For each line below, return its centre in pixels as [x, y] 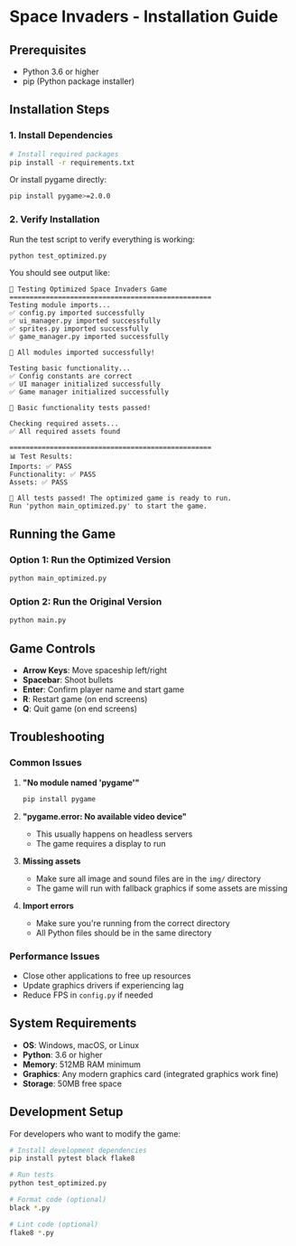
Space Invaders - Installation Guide [144, 17]
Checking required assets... [64, 424]
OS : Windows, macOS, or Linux [81, 1045]
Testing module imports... [60, 305]
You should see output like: [60, 273]
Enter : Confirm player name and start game [103, 689]
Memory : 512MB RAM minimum [82, 1064]
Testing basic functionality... [70, 369]
